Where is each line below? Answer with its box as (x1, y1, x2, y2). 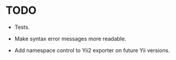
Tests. (14, 23, 30, 31)
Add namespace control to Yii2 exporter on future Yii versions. (14, 46, 170, 54)
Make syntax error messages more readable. (14, 35, 126, 42)
